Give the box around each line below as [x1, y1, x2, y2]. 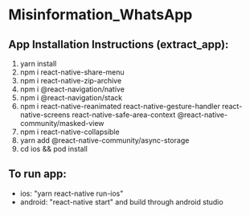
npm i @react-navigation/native [19, 84, 125, 94]
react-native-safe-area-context [72, 110, 176, 120]
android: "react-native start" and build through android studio [19, 197, 223, 206]
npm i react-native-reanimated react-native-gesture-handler [19, 102, 221, 111]
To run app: [8, 167, 67, 181]
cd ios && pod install [19, 144, 88, 153]
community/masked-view [19, 119, 105, 128]
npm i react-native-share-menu [19, 67, 125, 77]
